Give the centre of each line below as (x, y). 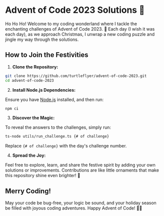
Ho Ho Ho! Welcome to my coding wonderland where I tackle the (71, 24)
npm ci (12, 108)
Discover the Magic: (33, 118)
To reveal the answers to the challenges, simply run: (58, 127)
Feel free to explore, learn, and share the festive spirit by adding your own (80, 165)
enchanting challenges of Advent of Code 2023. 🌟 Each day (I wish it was (80, 29)
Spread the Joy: (29, 155)
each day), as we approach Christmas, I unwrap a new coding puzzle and (80, 34)
